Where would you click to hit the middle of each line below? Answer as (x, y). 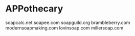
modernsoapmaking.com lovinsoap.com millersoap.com (64, 27)
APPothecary (34, 9)
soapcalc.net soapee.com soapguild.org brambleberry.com (68, 22)
